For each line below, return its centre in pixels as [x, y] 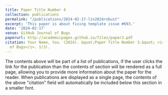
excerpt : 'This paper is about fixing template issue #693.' [70, 24]
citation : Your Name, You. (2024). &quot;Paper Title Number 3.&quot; [80, 42]
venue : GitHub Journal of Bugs [38, 33]
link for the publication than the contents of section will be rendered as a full [83, 66]
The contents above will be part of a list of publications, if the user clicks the [84, 61]
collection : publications [32, 14]
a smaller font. [20, 87]
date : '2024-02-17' [25, 28]
